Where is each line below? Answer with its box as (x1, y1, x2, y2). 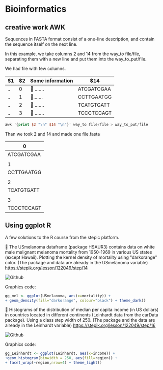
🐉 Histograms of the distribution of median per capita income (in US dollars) (5, 307, 159, 313)
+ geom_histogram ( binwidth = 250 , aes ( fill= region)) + (5, 356, 118, 361)
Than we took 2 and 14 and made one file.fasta (5, 131, 100, 137)
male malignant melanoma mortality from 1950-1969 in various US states (5, 249, 152, 255)
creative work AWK (5, 23, 65, 31)
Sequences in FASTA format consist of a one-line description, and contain (5, 36, 155, 42)
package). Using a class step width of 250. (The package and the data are (5, 317, 156, 323)
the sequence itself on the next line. (5, 41, 78, 47)
